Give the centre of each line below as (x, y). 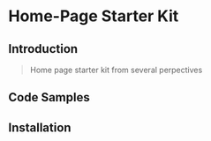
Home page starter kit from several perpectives (116, 70)
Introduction (43, 49)
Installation (40, 127)
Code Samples (49, 97)
